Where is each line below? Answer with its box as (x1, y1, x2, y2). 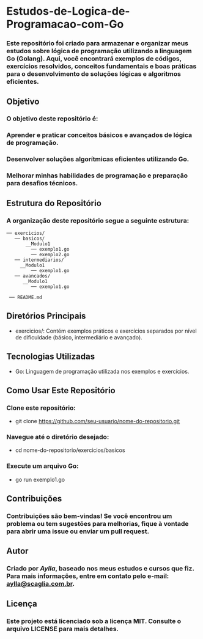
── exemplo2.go (31, 251, 70, 257)
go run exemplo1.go (15, 476, 65, 483)
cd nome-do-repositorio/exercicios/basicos (15, 446, 125, 454)
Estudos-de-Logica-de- (6, 4, 130, 18)
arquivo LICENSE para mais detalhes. (6, 624, 119, 633)
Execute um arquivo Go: (6, 462, 79, 470)
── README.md (9, 294, 43, 300)
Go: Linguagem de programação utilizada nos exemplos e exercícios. (15, 368, 190, 375)
